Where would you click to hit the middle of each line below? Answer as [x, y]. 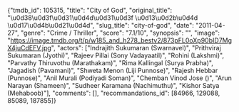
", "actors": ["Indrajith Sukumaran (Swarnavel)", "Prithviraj [136, 48]
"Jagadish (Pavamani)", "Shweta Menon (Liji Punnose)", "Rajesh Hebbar [113, 71]
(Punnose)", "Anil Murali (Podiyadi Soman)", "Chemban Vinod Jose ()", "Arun [119, 78]
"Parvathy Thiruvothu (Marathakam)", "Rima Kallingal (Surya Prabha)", [111, 63]
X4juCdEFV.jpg [30, 48]
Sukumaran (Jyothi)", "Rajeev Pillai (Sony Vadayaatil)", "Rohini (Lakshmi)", [116, 55]
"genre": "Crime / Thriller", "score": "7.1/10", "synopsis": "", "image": [120, 33]
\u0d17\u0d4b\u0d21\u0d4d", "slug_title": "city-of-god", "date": [101, 25]
